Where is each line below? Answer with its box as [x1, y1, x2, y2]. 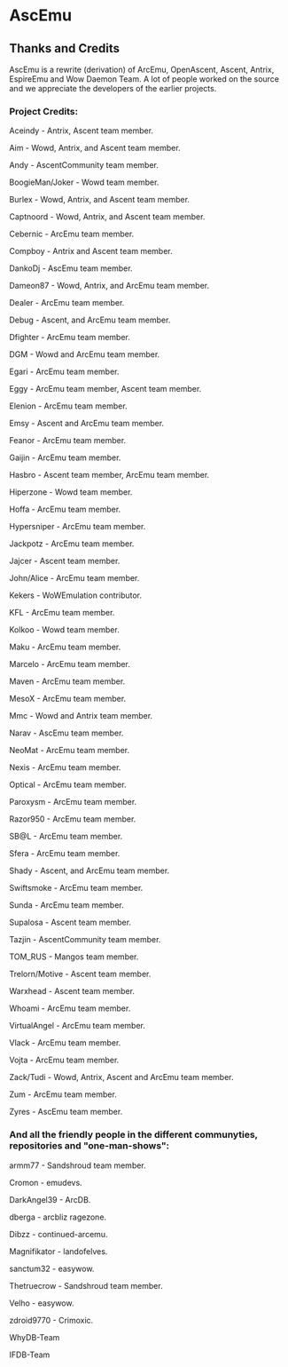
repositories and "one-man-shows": [9, 1140, 170, 1152]
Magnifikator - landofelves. [9, 1245, 108, 1257]
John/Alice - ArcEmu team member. [9, 573, 140, 584]
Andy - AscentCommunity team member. [9, 160, 160, 171]
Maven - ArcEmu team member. [9, 676, 126, 687]
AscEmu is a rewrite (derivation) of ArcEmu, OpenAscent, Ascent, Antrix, [9, 64, 275, 75]
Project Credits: [9, 105, 78, 117]
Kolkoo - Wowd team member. [9, 624, 120, 635]
